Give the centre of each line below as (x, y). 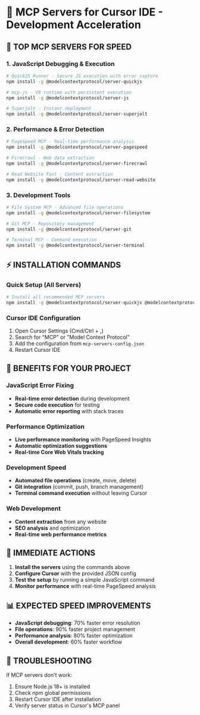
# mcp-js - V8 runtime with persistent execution (69, 92)
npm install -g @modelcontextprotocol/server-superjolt (77, 114)
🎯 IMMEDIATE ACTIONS (51, 553)
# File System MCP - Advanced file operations (65, 207)
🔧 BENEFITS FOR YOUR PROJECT (69, 369)
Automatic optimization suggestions (61, 445)
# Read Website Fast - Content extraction (60, 174)
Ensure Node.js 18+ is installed (52, 686)
